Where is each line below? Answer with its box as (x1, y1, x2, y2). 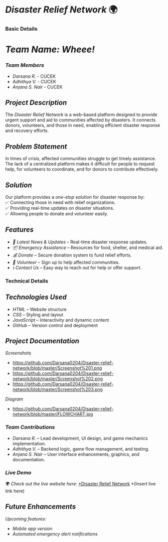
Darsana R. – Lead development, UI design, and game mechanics (12, 435, 148, 441)
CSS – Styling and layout (12, 312, 64, 318)
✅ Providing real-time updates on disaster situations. (5, 205, 114, 211)
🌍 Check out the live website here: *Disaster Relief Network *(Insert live (5, 480, 156, 487)
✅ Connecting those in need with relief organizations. (5, 199, 116, 206)
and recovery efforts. (5, 127, 49, 133)
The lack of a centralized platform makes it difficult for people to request (5, 161, 155, 167)
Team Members (5, 62, 45, 69)
